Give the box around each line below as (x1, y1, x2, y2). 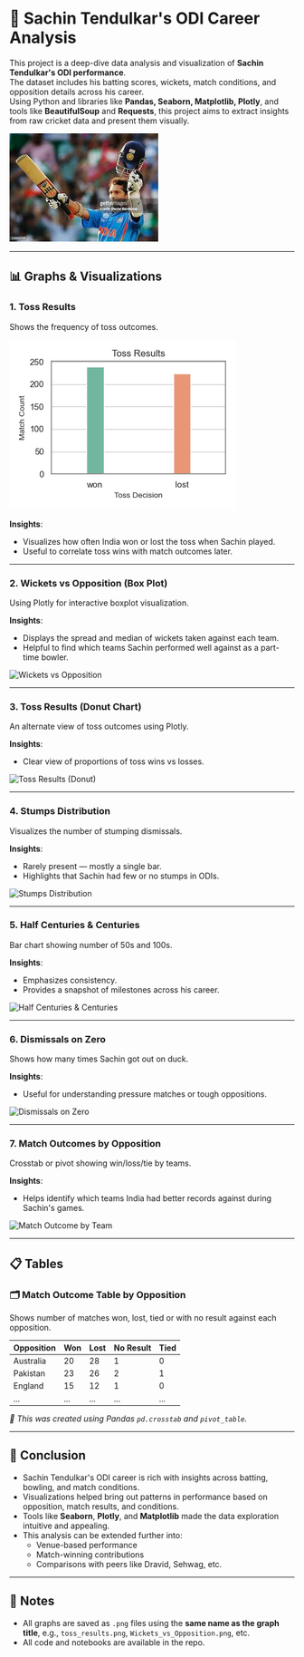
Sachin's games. (22, 1203, 85, 1214)
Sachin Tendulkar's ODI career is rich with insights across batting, (22, 1472, 269, 1483)
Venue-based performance (35, 1539, 138, 1550)
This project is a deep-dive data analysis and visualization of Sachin (9, 57, 264, 68)
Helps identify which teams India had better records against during (22, 1193, 272, 1204)
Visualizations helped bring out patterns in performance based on (22, 1491, 269, 1502)
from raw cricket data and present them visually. (9, 115, 190, 126)
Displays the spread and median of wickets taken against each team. (22, 632, 280, 643)
